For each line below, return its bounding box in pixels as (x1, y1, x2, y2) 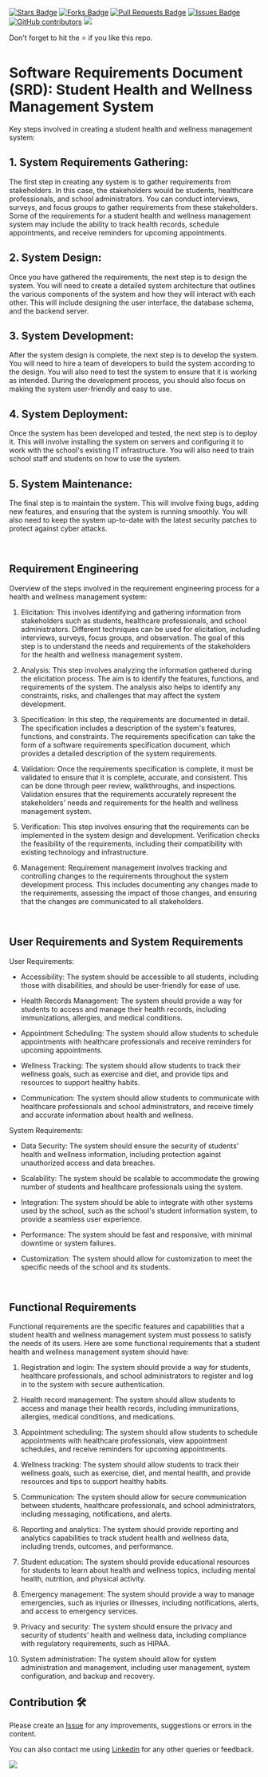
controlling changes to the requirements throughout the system (20, 871, 229, 881)
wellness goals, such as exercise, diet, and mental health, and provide (20, 1468, 251, 1478)
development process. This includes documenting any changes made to (20, 879, 258, 889)
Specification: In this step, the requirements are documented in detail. (20, 714, 250, 724)
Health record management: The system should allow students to (20, 1395, 236, 1404)
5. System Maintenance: (9, 477, 132, 491)
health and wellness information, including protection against (20, 1149, 222, 1159)
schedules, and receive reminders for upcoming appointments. (20, 1444, 228, 1454)
